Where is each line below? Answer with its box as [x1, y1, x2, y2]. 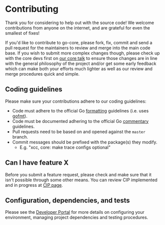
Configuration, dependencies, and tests [5, 196, 130, 204]
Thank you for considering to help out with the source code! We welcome [5, 20, 154, 26]
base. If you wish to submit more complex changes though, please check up [5, 50, 160, 56]
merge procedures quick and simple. [5, 71, 80, 77]
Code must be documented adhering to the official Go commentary [12, 118, 149, 124]
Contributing [5, 3, 59, 15]
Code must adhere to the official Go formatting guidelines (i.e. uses [12, 108, 149, 113]
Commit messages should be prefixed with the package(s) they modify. [12, 139, 158, 145]
